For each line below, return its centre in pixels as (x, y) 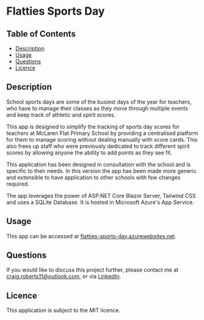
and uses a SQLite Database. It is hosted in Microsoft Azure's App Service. (100, 202)
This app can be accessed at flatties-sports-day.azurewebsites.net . (91, 236)
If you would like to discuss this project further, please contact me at (93, 270)
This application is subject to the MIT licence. (63, 310)
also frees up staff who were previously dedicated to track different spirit (98, 146)
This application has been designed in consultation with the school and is (99, 164)
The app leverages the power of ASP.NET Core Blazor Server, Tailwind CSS (101, 195)
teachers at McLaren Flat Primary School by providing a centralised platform (102, 133)
